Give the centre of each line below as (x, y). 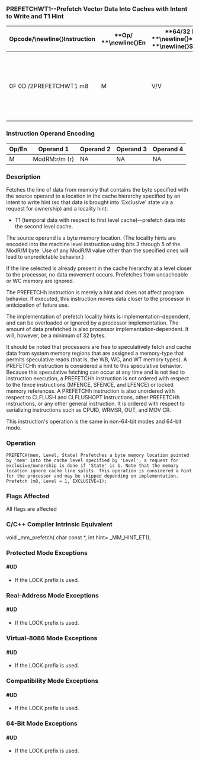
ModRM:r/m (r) (54, 159)
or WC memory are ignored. (40, 281)
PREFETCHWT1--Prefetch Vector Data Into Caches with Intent (97, 9)
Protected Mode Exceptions (47, 552)
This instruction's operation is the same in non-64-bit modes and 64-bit (94, 421)
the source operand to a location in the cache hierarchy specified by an (93, 196)
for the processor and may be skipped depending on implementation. (92, 476)
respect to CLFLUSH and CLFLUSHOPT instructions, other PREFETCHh (93, 397)
